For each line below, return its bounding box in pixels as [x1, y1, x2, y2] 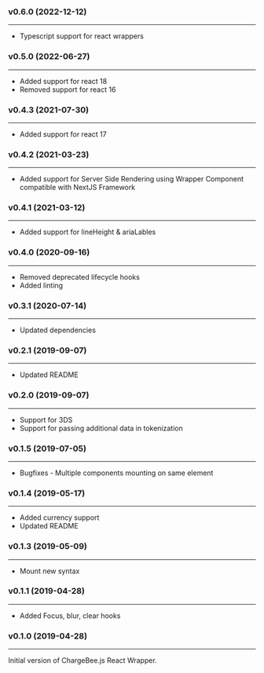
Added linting [19, 280, 64, 290]
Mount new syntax [19, 566, 80, 576]
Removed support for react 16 [19, 85, 116, 94]
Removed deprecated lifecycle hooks [19, 272, 140, 281]
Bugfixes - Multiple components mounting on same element [19, 468, 214, 477]
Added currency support [19, 513, 100, 522]
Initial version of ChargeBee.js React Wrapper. [8, 656, 157, 665]
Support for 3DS [19, 415, 73, 424]
